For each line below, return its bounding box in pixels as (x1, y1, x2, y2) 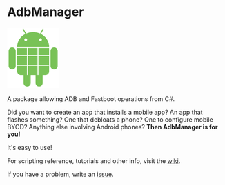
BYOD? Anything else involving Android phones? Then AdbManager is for (7, 122, 218, 131)
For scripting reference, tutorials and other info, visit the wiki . (7, 156, 181, 165)
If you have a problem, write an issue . (7, 170, 114, 178)
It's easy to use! (7, 143, 53, 151)
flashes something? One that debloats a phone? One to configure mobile (7, 115, 214, 124)
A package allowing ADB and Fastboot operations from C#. (7, 94, 175, 103)
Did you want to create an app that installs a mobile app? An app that (7, 108, 203, 116)
